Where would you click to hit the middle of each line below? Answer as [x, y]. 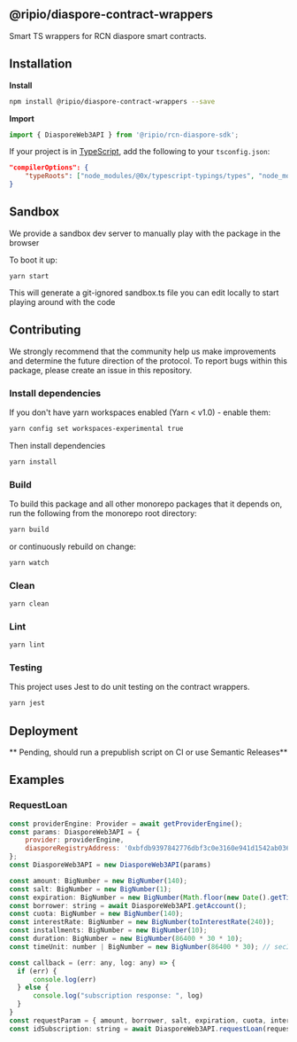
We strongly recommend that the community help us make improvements [143, 351]
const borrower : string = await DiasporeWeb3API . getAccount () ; [128, 905]
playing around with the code [62, 302]
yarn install [33, 462]
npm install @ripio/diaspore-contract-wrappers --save [112, 101]
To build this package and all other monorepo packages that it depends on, [146, 504]
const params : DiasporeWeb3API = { [75, 832]
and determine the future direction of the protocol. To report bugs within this [148, 360]
